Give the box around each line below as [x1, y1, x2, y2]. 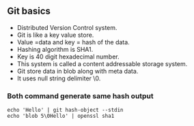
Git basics [7, 5, 51, 17]
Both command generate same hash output [7, 91, 154, 101]
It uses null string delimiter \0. [16, 74, 101, 82]
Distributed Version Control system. [16, 23, 117, 31]
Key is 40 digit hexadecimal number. [16, 52, 120, 61]
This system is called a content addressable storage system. [16, 59, 188, 67]
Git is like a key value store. [16, 31, 94, 39]
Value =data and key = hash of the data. [16, 37, 130, 46]
